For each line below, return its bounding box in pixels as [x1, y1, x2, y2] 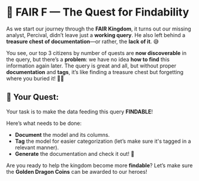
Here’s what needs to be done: [6, 119, 82, 127]
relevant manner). [14, 143, 59, 151]
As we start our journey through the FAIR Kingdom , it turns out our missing [6, 25, 192, 32]
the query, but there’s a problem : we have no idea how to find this [6, 56, 170, 63]
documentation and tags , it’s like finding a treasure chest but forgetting [6, 68, 184, 75]
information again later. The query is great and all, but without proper [6, 62, 177, 69]
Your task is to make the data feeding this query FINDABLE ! [6, 108, 153, 115]
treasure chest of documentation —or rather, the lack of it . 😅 [6, 38, 159, 45]
